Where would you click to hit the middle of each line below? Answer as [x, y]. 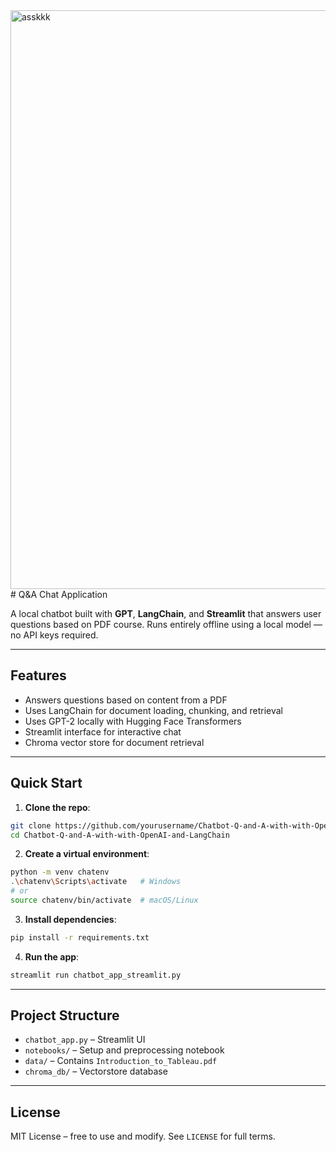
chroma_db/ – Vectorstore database [96, 1071]
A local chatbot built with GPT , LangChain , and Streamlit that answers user [166, 613]
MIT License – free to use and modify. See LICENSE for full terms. [143, 1136]
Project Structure [65, 1015]
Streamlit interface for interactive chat [103, 731]
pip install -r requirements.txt [80, 937]
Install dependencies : [70, 919]
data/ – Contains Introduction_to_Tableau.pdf [121, 1061]
